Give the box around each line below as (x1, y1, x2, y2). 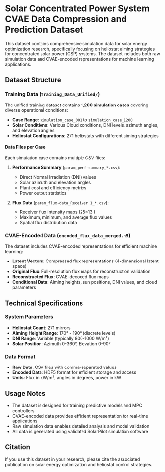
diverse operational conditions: (5, 107, 68, 113)
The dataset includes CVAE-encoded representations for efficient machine (5, 243, 157, 249)
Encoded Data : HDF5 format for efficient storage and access (12, 369, 137, 375)
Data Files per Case (5, 144, 46, 150)
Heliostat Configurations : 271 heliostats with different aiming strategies (12, 132, 159, 139)
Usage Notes (5, 389, 46, 398)
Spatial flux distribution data (19, 219, 77, 225)
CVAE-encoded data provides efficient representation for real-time (12, 413, 148, 419)
